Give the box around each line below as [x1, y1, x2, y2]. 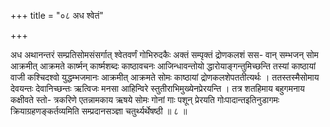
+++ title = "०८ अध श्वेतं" [10, 10, 104, 21]
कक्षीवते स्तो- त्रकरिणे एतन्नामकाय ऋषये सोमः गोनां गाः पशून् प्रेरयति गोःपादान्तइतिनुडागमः [10, 94, 280, 105]
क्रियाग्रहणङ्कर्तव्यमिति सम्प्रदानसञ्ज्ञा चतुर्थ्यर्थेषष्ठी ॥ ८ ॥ [10, 105, 188, 117]
